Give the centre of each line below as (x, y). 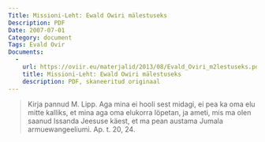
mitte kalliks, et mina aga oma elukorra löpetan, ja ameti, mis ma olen (139, 112)
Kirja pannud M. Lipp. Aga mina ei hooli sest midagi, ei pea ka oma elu (141, 104)
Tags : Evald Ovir (37, 45)
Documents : (26, 52)
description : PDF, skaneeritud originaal (91, 81)
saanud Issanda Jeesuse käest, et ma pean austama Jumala (125, 121)
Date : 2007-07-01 (37, 30)
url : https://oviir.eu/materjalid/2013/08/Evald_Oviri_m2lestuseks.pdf (142, 67)
